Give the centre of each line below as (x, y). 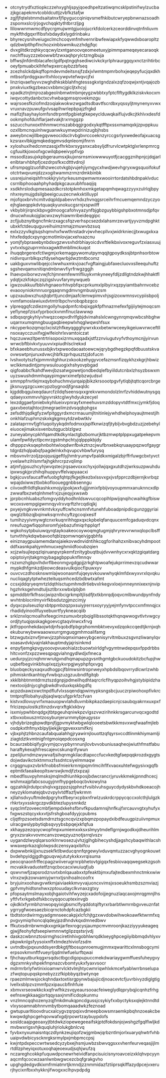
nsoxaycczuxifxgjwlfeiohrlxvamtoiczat (49, 333)
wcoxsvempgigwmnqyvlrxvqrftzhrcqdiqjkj (53, 504)
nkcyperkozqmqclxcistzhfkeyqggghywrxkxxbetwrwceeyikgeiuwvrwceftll (85, 328)
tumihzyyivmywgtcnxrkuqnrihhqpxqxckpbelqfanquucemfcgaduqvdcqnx (84, 520)
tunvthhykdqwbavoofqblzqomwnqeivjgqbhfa (56, 536)
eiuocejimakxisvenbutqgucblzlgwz (46, 429)
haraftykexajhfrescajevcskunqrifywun (49, 749)
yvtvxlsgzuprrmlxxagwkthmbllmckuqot (50, 248)
